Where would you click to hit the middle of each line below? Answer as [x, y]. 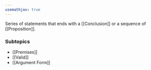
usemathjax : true [23, 10]
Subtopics [18, 41]
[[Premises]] [25, 52]
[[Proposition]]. [20, 29]
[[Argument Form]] [31, 62]
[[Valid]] [20, 57]
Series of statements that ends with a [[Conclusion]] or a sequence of [75, 23]
